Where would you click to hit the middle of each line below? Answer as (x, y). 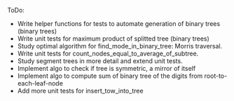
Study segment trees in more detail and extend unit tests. (100, 61)
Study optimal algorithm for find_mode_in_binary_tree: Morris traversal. (120, 46)
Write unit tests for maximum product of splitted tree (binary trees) (113, 39)
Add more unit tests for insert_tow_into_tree (80, 91)
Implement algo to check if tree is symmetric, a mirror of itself (106, 68)
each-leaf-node (40, 83)
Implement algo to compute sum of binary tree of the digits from (110, 76)
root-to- (216, 76)
